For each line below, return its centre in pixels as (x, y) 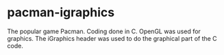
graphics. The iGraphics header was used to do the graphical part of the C (112, 38)
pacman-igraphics (61, 13)
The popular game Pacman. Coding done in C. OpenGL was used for (104, 31)
